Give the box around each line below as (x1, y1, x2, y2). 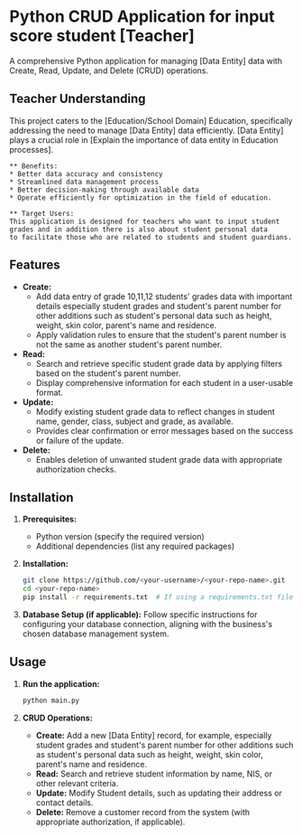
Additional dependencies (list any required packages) (35, 540, 235, 552)
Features (9, 258, 60, 273)
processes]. (9, 144, 54, 155)
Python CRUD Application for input (9, 6, 275, 27)
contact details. (35, 797, 94, 808)
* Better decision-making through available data (9, 185, 200, 194)
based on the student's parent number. (35, 368, 181, 379)
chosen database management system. (22, 628, 169, 639)
